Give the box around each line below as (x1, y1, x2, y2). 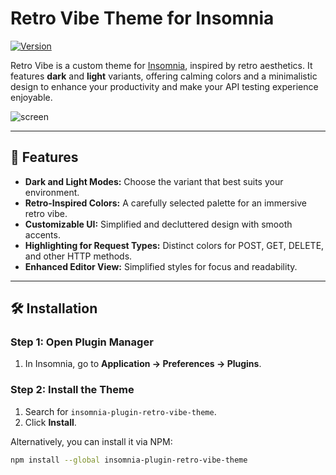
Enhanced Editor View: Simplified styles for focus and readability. (24, 260, 298, 272)
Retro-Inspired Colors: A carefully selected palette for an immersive (24, 197, 307, 209)
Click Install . (24, 416, 77, 428)
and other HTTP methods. (24, 250, 133, 262)
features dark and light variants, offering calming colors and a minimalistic (10, 70, 318, 82)
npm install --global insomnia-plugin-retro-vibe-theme (10, 455, 248, 465)
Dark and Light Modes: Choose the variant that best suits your (24, 175, 284, 187)
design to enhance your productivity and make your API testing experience (10, 80, 319, 92)
